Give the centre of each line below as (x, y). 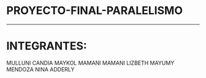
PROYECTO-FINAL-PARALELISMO (94, 11)
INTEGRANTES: (47, 46)
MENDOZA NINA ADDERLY (40, 69)
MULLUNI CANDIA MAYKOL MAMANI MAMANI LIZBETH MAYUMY (90, 63)
